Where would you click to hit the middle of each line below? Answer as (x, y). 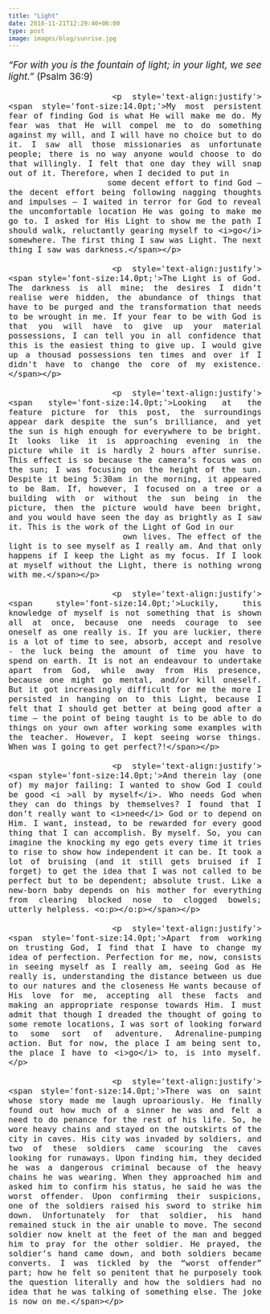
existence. (237, 364)
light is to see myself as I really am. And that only (135, 546)
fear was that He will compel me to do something (135, 125)
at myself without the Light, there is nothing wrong (135, 565)
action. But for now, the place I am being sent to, (135, 1043)
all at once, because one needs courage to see (135, 622)
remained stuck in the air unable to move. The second (135, 1225)
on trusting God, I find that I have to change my (135, 947)
